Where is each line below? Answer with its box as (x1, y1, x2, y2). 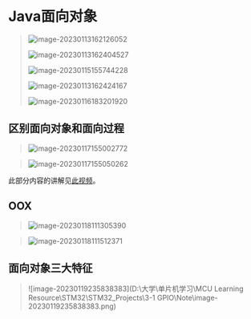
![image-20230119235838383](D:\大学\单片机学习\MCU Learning (27, 284, 244, 293)
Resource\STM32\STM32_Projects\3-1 (27, 293, 156, 303)
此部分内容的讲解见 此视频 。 (8, 176, 100, 185)
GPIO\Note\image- (156, 293, 218, 303)
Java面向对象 (8, 7, 98, 26)
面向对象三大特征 (8, 261, 93, 275)
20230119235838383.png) (27, 301, 116, 311)
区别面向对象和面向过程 (8, 122, 124, 135)
